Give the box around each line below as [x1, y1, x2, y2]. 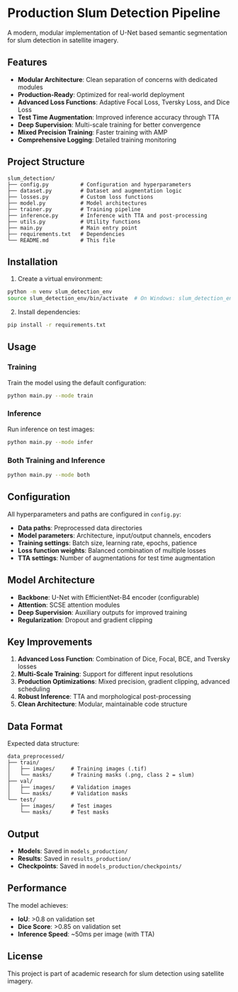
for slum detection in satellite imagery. [7, 35, 119, 44]
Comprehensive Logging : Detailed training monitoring [17, 135, 177, 144]
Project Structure [7, 156, 85, 168]
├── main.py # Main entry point [7, 224, 138, 232]
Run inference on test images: [7, 425, 95, 433]
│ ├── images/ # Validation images [7, 784, 132, 791]
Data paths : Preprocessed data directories [17, 523, 143, 532]
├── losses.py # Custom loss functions [7, 193, 154, 200]
